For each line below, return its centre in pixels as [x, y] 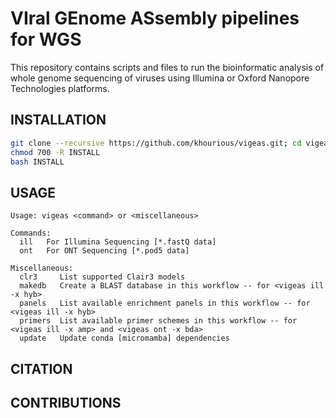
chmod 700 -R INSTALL [55, 152]
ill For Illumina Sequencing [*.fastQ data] [118, 242]
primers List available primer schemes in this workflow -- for [158, 321]
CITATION [41, 368]
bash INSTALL [37, 162]
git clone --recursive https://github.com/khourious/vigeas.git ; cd [156, 143]
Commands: [31, 233]
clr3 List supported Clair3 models [102, 277]
